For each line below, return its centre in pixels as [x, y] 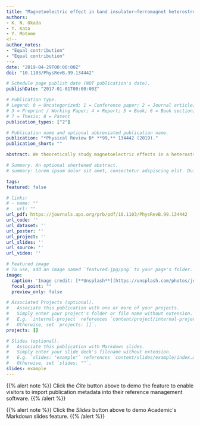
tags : [13, 182]
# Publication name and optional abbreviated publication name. [87, 133]
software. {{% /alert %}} [36, 398]
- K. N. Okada [24, 23]
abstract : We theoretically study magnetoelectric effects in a [87, 155]
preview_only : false [37, 292]
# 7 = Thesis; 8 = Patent [38, 116]
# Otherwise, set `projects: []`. [51, 325]
